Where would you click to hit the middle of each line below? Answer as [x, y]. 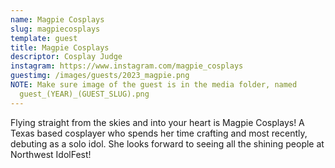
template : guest [44, 38]
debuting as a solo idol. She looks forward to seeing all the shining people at [167, 143]
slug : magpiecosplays [55, 29]
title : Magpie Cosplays [60, 47]
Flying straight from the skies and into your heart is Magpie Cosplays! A [157, 122]
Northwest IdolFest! [51, 154]
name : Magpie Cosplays [57, 19]
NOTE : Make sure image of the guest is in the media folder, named [154, 85]
